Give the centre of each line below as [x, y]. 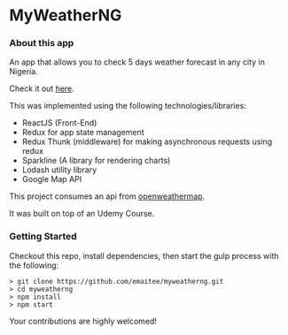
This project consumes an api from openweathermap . [107, 196]
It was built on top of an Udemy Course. [82, 214]
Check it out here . [42, 88]
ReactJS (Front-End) [59, 123]
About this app [42, 43]
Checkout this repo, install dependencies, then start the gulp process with [144, 255]
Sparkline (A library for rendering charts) [96, 161]
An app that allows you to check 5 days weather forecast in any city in [137, 62]
